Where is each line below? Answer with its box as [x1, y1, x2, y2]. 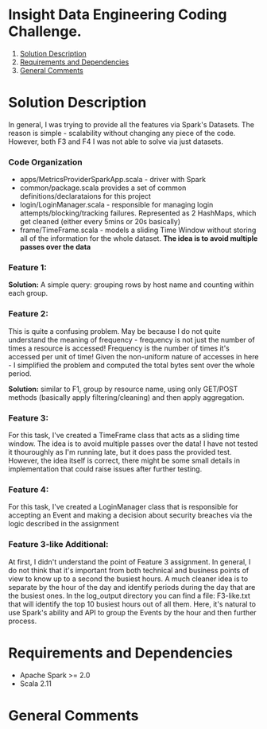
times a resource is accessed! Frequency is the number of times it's [8, 343, 230, 353]
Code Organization [8, 157, 83, 168]
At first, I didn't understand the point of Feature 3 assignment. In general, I [8, 556, 251, 566]
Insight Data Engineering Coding [8, 6, 227, 24]
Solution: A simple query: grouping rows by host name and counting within [8, 280, 254, 289]
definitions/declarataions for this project [19, 192, 151, 201]
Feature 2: [8, 308, 49, 320]
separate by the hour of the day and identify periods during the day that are [8, 582, 256, 591]
